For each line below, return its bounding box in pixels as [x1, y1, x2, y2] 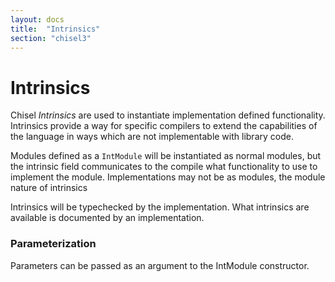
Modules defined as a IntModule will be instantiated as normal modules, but [10, 150, 322, 162]
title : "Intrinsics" [10, 24, 101, 34]
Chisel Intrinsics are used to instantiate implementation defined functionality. [10, 109, 326, 121]
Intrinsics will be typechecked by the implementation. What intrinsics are [10, 201, 310, 213]
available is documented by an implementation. [10, 212, 205, 224]
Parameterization [10, 237, 97, 251]
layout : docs [10, 14, 65, 25]
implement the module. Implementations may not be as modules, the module [10, 171, 326, 183]
